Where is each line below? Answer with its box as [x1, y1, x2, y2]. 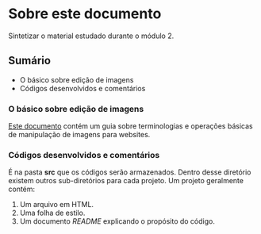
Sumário [8, 54, 52, 67]
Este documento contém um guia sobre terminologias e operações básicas [8, 121, 253, 131]
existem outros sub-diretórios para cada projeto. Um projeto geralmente [8, 176, 244, 186]
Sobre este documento [8, 5, 162, 23]
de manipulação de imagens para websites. [8, 130, 151, 140]
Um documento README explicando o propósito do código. [19, 217, 216, 226]
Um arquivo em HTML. [19, 200, 94, 209]
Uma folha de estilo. [19, 208, 86, 218]
